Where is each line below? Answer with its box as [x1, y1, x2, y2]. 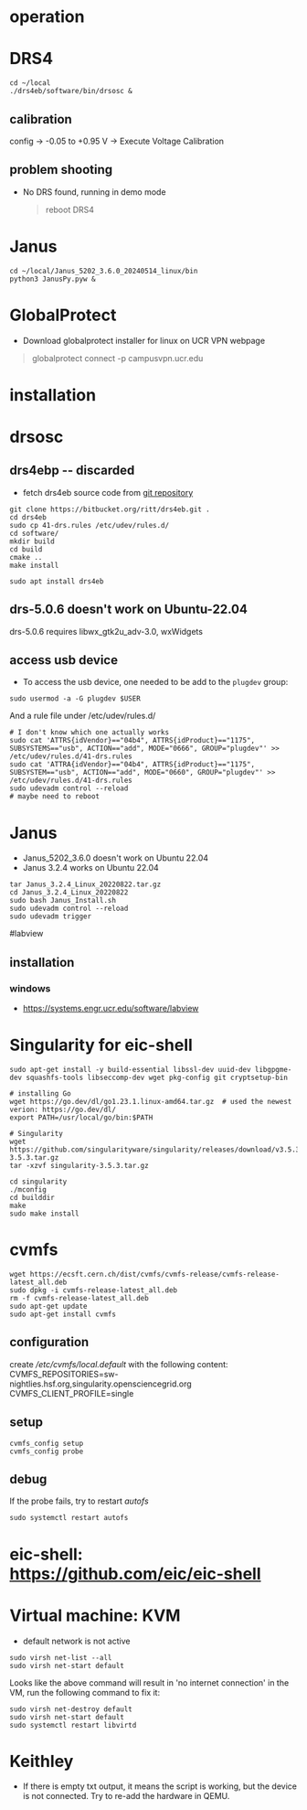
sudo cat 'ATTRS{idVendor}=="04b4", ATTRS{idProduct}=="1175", [9, 736, 256, 745]
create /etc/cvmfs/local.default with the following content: [9, 1358, 228, 1369]
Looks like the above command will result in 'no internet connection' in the [9, 1676, 290, 1688]
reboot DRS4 [45, 204, 94, 215]
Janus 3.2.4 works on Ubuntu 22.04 [22, 862, 160, 873]
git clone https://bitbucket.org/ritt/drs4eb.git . [9, 505, 210, 514]
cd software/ [9, 529, 59, 538]
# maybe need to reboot [9, 792, 101, 801]
